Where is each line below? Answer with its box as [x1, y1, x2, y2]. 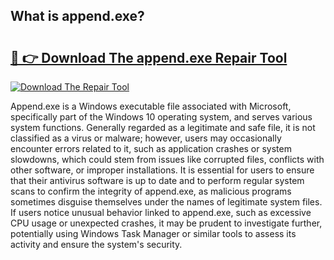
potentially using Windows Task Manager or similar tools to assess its [10, 228, 297, 239]
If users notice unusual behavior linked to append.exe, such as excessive [10, 207, 312, 218]
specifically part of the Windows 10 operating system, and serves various [10, 111, 313, 123]
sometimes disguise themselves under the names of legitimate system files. [10, 196, 323, 208]
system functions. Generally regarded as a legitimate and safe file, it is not [10, 122, 316, 133]
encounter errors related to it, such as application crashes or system [10, 143, 292, 154]
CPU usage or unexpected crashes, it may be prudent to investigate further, [10, 217, 323, 229]
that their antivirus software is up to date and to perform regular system [10, 175, 305, 186]
